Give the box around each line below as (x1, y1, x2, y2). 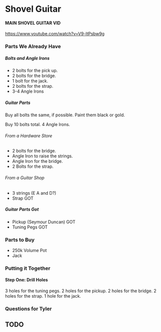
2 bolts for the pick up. (12, 68, 58, 74)
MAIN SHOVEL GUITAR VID (5, 20, 61, 26)
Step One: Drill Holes (5, 277, 48, 283)
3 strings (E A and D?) (12, 190, 57, 196)
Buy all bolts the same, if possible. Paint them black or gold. (5, 112, 125, 118)
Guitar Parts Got (5, 206, 39, 212)
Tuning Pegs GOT (12, 224, 48, 230)
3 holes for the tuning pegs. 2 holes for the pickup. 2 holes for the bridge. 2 (5, 288, 157, 294)
